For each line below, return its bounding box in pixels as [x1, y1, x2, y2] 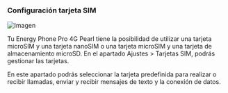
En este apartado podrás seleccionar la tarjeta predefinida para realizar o [7, 70, 217, 78]
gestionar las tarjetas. [7, 57, 70, 65]
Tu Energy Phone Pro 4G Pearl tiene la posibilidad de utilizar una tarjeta [7, 35, 212, 43]
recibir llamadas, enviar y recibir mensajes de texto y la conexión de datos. [7, 78, 221, 86]
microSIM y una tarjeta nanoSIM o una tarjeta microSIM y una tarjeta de [7, 42, 212, 51]
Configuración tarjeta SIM [7, 6, 97, 15]
